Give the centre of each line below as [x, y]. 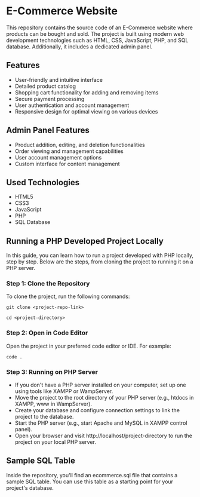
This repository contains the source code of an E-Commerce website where [99, 27]
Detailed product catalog [45, 86]
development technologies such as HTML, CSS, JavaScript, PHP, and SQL [97, 40]
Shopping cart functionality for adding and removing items [87, 92]
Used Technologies [43, 182]
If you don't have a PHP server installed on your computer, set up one [100, 385]
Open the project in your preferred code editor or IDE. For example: [89, 346]
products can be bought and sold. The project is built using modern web [95, 33]
